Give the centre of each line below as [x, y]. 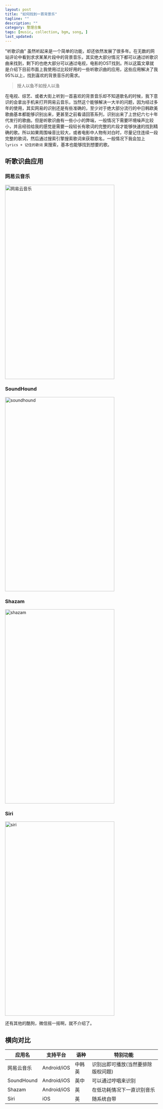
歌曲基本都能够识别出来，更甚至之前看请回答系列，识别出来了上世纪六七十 [79, 114]
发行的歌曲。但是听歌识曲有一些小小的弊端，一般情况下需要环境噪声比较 [81, 120]
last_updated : [19, 37]
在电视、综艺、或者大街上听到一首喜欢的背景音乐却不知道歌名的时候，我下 [79, 96]
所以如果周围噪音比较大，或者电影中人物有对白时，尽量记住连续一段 [90, 132]
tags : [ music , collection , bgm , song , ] [47, 32]
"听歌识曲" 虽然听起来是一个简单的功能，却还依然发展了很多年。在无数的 [78, 51]
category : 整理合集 [23, 28]
